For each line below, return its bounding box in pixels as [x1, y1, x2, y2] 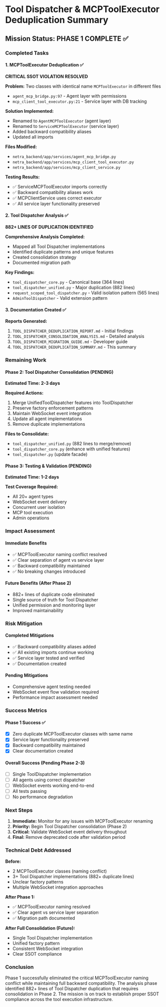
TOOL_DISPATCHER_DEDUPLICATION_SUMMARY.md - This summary [12, 344, 136, 350]
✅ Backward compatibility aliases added [12, 643, 96, 649]
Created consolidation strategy [12, 254, 77, 260]
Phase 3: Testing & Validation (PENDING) [5, 462, 92, 469]
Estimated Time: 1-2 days [5, 474, 59, 480]
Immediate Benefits [5, 540, 47, 546]
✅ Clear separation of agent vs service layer [12, 557, 104, 563]
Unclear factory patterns [12, 879, 64, 885]
